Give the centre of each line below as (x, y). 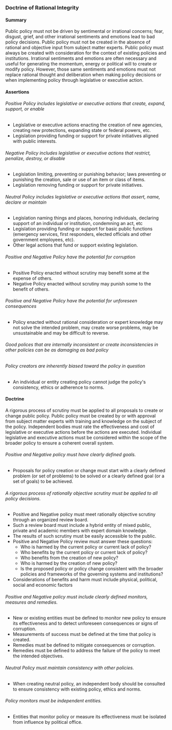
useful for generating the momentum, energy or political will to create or (81, 64)
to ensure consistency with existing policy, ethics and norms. (77, 689)
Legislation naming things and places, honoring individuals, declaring (85, 218)
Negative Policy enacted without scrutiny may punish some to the (82, 283)
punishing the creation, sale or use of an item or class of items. (79, 180)
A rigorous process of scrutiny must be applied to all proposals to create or (84, 410)
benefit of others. (31, 289)
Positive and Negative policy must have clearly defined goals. (71, 455)
